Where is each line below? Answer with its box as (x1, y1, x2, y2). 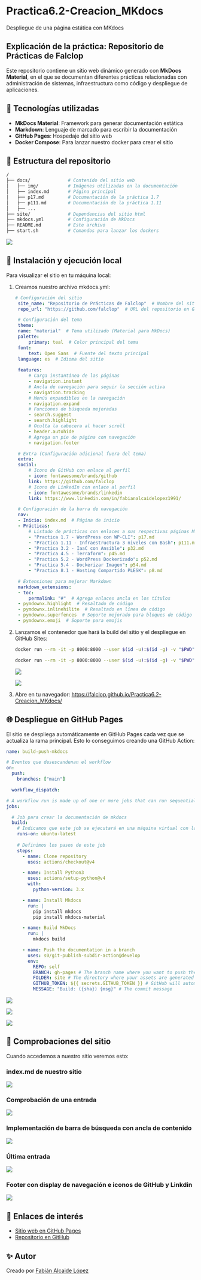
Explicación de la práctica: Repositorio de (6, 41, 164, 52)
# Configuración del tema (17, 317, 83, 323)
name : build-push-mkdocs (6, 748, 68, 755)
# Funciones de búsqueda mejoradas (28, 406, 117, 412)
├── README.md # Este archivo (6, 222, 106, 228)
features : (17, 367, 42, 373)
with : (28, 881, 42, 887)
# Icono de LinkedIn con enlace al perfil (28, 484, 136, 490)
